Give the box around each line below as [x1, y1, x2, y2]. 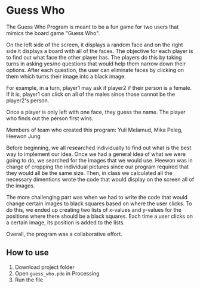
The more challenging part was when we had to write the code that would [6, 193, 188, 201]
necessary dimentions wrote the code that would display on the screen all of [6, 176, 195, 183]
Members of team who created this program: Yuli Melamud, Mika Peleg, [6, 126, 183, 133]
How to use [6, 248, 49, 258]
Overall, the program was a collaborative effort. [6, 230, 122, 237]
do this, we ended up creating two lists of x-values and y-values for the [6, 206, 182, 213]
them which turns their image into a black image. [6, 73, 127, 80]
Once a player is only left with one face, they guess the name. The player [6, 108, 186, 115]
